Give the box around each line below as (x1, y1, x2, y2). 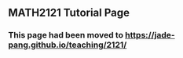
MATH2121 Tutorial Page (8, 6, 130, 20)
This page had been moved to (8, 30, 124, 41)
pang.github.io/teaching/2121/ (8, 39, 127, 50)
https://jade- (125, 30, 175, 41)
